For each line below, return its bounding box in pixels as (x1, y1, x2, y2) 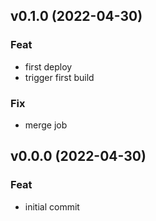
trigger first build (24, 71, 95, 83)
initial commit (24, 200, 80, 213)
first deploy (24, 60, 73, 73)
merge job (24, 119, 68, 131)
